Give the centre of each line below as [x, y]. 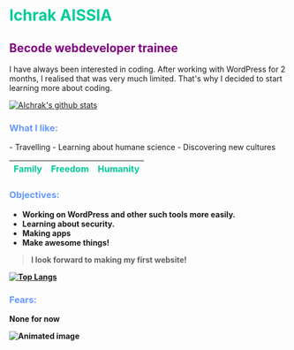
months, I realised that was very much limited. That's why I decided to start [146, 79]
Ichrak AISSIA [61, 15]
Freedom [70, 169]
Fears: [23, 300]
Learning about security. [68, 224]
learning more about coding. [61, 88]
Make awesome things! [66, 242]
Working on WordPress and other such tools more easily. [128, 214]
